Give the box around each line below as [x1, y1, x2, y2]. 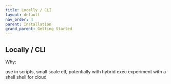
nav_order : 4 [5, 17, 33, 22]
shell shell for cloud [5, 74, 47, 80]
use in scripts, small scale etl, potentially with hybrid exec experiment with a [5, 68, 166, 74]
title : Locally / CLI [5, 7, 52, 13]
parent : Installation [5, 21, 52, 27]
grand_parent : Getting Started [5, 26, 72, 32]
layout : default [5, 12, 40, 17]
